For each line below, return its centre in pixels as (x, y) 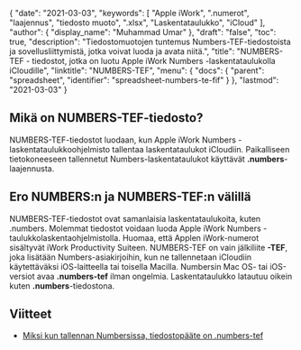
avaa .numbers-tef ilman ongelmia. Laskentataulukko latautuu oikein (164, 276)
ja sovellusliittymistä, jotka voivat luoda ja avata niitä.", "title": (122, 51)
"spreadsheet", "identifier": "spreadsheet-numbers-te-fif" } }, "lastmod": (144, 80)
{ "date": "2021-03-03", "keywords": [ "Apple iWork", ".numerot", (129, 13)
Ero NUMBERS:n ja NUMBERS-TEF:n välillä (130, 197)
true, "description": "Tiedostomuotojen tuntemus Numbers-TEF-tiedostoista (150, 41)
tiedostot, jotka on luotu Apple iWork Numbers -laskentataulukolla (154, 61)
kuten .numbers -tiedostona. (62, 286)
